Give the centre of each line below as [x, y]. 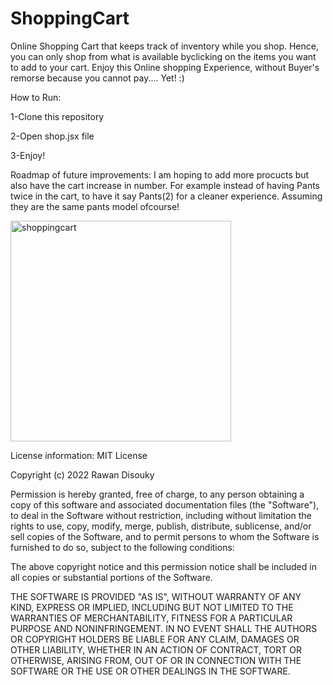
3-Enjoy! [28, 155]
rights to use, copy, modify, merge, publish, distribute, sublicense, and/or [161, 526]
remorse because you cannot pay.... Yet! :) [97, 78]
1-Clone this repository [57, 116]
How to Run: [36, 97]
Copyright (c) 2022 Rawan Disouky [82, 474]
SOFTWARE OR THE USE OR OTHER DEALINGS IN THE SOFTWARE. [150, 671]
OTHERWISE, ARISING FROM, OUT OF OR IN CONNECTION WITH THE [156, 660]
